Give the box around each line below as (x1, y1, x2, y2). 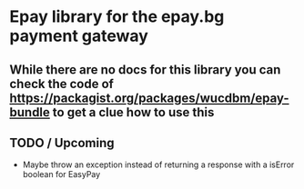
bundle (9, 104, 50, 120)
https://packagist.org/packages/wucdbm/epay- (9, 90, 289, 105)
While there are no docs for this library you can (9, 62, 281, 77)
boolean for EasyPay (22, 169, 101, 180)
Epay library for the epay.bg (9, 6, 225, 27)
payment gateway (9, 25, 148, 46)
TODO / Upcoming (9, 134, 116, 151)
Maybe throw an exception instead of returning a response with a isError (22, 159, 295, 170)
